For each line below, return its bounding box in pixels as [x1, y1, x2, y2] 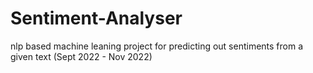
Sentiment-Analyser [10, 7, 183, 30]
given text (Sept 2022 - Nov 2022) [10, 50, 153, 62]
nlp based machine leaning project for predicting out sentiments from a [10, 40, 304, 52]
